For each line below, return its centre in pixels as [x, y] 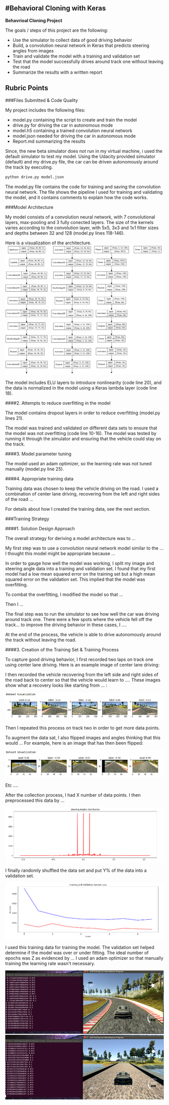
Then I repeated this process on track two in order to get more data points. [82, 728]
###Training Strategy [27, 519]
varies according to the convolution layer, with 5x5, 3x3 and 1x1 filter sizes [82, 228]
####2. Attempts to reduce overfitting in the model [58, 403]
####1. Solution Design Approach [40, 529]
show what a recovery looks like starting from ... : [56, 685]
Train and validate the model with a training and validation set [76, 56]
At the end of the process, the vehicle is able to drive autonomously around [83, 635]
